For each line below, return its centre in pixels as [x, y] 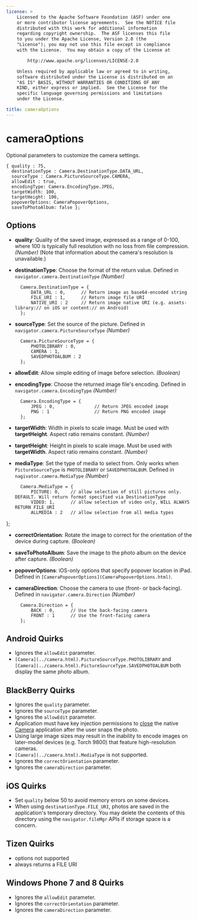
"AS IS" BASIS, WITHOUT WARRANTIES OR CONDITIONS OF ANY [88, 82]
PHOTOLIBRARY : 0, [53, 346]
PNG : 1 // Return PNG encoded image [98, 411]
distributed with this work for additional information [87, 28]
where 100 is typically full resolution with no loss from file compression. [102, 246]
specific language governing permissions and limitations [90, 93]
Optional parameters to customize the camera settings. [73, 155]
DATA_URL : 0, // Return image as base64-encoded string [109, 292]
